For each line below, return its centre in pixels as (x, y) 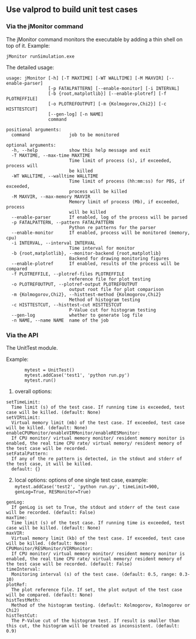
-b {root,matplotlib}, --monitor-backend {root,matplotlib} (86, 253)
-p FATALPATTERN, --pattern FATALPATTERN (63, 222)
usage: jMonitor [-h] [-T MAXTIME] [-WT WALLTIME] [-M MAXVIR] (85, 78)
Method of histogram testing (105, 300)
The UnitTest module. (32, 347)
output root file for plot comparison (116, 289)
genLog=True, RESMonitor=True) (53, 492)
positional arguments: (34, 130)
